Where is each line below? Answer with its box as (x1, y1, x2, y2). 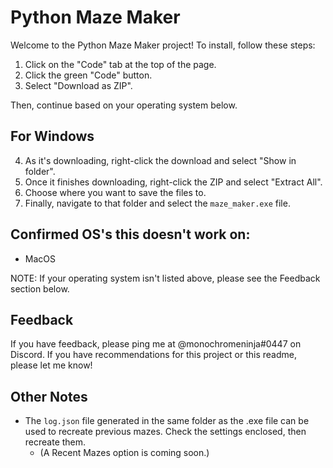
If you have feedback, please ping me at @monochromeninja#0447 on (10, 338, 302, 350)
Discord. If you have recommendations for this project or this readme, (10, 349, 297, 361)
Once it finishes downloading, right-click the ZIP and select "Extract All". (24, 176, 323, 188)
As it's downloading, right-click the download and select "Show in (24, 154, 297, 166)
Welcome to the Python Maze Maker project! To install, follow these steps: (10, 39, 316, 51)
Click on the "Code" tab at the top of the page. (24, 58, 217, 70)
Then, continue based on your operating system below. (10, 99, 238, 111)
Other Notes (10, 388, 88, 405)
